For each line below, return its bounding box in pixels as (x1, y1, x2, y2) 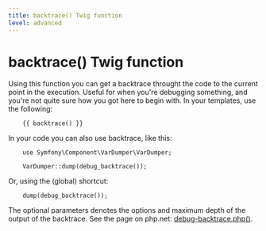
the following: (8, 104, 53, 114)
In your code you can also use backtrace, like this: (8, 134, 172, 143)
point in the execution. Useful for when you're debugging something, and (8, 88, 248, 97)
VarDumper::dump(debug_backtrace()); (22, 163, 148, 171)
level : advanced (8, 19, 62, 27)
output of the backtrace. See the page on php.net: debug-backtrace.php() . (8, 214, 253, 224)
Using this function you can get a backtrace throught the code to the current (8, 79, 258, 89)
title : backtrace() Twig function (8, 11, 123, 20)
